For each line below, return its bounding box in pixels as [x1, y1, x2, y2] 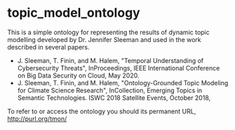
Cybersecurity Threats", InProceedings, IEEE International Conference [17, 64, 220, 72]
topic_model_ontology [7, 5, 140, 21]
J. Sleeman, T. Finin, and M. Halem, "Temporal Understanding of [17, 56, 204, 64]
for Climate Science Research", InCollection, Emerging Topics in [17, 86, 203, 94]
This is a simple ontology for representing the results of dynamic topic [7, 28, 210, 36]
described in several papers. [7, 43, 90, 51]
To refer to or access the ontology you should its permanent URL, [7, 107, 196, 115]
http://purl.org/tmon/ [7, 114, 67, 123]
